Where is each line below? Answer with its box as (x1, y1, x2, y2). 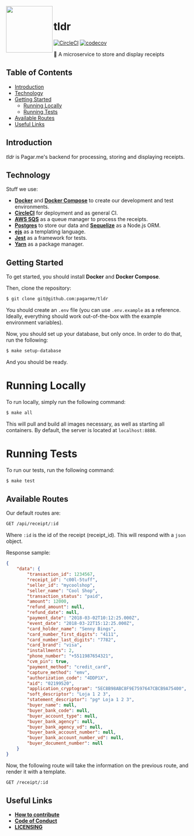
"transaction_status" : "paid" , (27, 593, 103, 599)
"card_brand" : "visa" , (27, 642, 82, 648)
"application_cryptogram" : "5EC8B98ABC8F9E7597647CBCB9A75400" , (27, 686, 187, 692)
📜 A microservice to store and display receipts (53, 50, 165, 57)
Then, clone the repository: (6, 284, 72, 292)
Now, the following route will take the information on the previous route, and (6, 762, 189, 769)
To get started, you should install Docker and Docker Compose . (6, 273, 161, 280)
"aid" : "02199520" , (27, 680, 75, 687)
